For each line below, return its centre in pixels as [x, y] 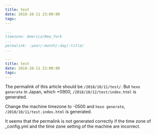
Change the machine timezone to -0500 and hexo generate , [65, 107]
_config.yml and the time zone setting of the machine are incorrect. [73, 126]
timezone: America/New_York [34, 37]
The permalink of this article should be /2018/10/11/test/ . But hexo [73, 87]
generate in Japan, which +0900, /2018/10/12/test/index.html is [71, 92]
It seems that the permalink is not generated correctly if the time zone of [78, 121]
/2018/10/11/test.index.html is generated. [48, 112]
